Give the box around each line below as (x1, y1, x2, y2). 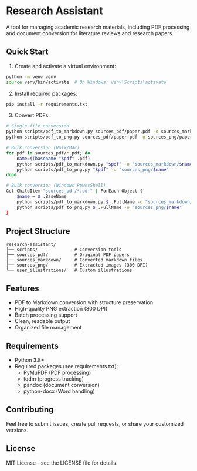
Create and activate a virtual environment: (14, 62, 116, 69)
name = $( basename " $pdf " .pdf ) (16, 156, 91, 162)
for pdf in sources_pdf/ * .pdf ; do (6, 150, 91, 156)
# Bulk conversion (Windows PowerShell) (6, 183, 107, 189)
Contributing (6, 405, 54, 415)
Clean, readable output (14, 318, 70, 325)
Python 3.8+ (14, 356, 45, 364)
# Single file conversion (6, 123, 69, 129)
